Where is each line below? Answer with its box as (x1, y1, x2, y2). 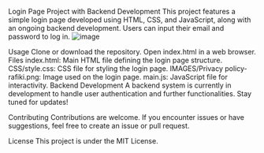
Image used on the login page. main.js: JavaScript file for (43, 73, 229, 81)
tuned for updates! (8, 98, 69, 106)
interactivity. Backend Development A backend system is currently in (8, 80, 232, 90)
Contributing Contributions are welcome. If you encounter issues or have (8, 113, 245, 121)
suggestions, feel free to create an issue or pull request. (8, 121, 190, 130)
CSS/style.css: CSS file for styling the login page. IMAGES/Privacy (8, 64, 223, 73)
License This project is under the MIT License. (8, 136, 159, 145)
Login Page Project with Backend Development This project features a (8, 7, 236, 16)
